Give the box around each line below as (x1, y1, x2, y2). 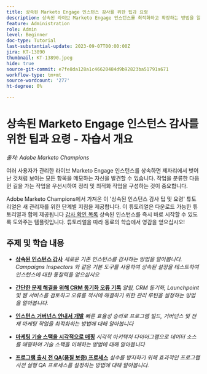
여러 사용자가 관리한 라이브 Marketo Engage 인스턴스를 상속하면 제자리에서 (6, 166, 187, 174)
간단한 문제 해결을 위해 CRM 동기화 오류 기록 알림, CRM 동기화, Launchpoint (15, 284, 200, 291)
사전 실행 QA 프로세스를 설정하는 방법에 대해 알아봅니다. (15, 361, 149, 368)
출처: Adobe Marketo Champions (6, 154, 90, 161)
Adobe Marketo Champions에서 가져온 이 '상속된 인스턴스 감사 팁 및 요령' (6, 195, 186, 203)
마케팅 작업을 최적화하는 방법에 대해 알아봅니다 (21, 320, 134, 327)
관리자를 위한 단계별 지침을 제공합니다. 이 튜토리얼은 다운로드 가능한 (29, 203, 192, 210)
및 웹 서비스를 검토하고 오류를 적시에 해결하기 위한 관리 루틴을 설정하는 (15, 291, 184, 298)
